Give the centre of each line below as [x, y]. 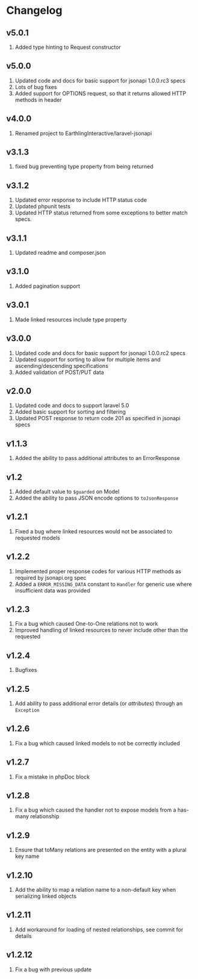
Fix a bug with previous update [53, 969]
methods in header [38, 99]
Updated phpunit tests [43, 207]
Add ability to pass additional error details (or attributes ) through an [99, 703]
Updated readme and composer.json [60, 253]
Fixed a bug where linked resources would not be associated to [94, 531]
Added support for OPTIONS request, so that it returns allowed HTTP [101, 93]
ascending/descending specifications [61, 365]
